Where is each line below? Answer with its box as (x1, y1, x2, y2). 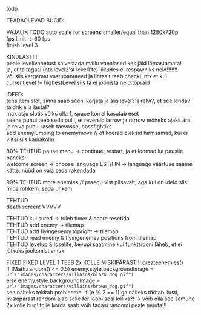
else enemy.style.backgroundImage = (6, 277, 100, 284)
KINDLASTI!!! (6, 53, 39, 60)
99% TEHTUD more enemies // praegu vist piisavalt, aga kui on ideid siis (6, 179, 188, 185)
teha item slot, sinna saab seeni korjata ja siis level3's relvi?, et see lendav (6, 97, 191, 104)
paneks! (6, 154, 27, 161)
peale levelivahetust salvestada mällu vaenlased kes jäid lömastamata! (6, 60, 182, 67)
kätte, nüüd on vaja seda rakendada (6, 167, 96, 174)
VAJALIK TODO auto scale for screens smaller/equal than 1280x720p (6, 28, 179, 36)
